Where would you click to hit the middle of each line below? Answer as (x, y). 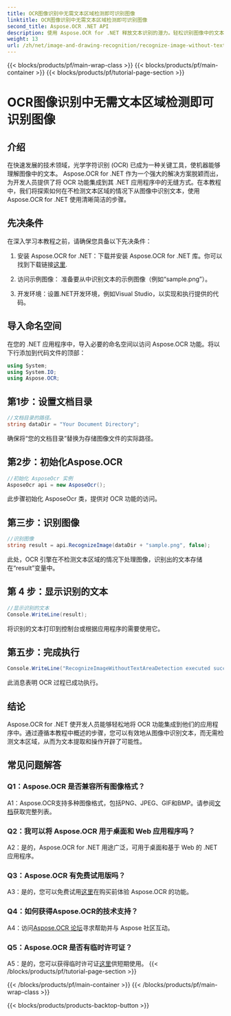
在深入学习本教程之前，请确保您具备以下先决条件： (79, 241)
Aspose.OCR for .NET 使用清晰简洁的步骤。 (69, 199)
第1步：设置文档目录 (50, 401)
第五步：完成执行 (43, 652)
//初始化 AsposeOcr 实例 (40, 478)
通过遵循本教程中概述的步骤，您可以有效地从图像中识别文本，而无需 (121, 733)
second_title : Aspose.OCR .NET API (58, 26)
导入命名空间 (34, 326)
